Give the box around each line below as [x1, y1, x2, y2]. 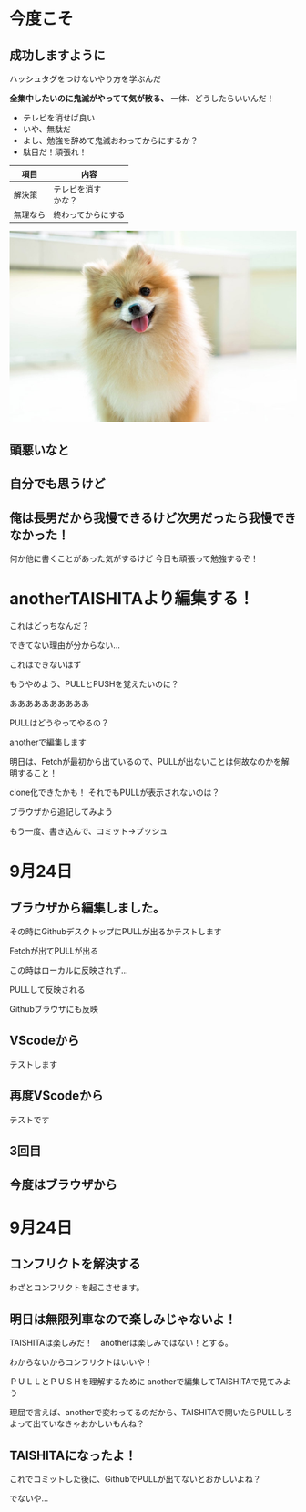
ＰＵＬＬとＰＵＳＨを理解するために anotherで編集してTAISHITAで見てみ [9, 1376, 284, 1387]
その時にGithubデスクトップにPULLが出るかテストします [9, 926, 222, 937]
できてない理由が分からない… [9, 640, 121, 651]
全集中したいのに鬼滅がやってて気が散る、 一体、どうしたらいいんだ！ [9, 93, 275, 103]
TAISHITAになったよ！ [9, 1447, 137, 1463]
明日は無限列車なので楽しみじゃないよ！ [9, 1311, 237, 1327]
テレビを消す [53, 183, 102, 194]
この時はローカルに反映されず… [9, 965, 129, 976]
